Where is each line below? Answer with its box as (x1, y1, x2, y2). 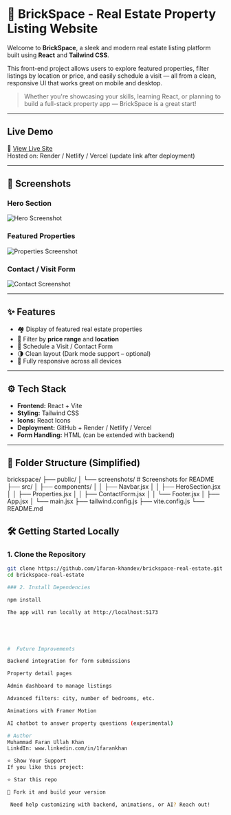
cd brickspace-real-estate (7, 571, 85, 579)
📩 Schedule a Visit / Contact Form (16, 342, 113, 350)
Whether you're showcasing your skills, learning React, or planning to (23, 92, 221, 100)
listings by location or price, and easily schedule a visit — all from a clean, (7, 72, 217, 80)
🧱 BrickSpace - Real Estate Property (7, 6, 217, 22)
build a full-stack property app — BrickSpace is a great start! (23, 99, 197, 107)
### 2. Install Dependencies (7, 584, 91, 591)
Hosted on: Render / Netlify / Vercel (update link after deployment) (7, 151, 195, 160)
